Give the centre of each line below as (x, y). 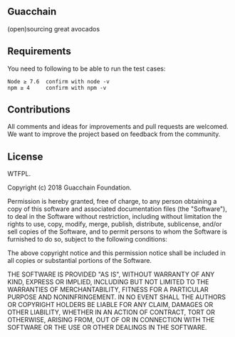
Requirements (39, 52)
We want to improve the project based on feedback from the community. (114, 134)
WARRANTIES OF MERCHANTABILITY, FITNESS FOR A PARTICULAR (108, 290)
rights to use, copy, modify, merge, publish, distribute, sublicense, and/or (115, 224)
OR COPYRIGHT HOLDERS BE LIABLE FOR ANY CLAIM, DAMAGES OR (110, 305)
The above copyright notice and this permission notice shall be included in (116, 253)
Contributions (39, 110)
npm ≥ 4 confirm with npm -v (57, 88)
